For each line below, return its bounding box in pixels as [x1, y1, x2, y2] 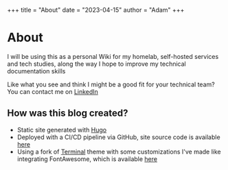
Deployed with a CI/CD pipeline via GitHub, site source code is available [16, 133, 221, 141]
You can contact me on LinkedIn [7, 87, 98, 95]
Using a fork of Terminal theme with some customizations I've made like [16, 147, 221, 156]
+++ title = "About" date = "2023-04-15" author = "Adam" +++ [7, 6, 185, 14]
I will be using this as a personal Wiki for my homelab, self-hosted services [7, 52, 219, 60]
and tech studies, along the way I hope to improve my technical [7, 60, 187, 68]
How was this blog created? [7, 108, 128, 119]
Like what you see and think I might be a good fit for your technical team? [7, 80, 215, 88]
